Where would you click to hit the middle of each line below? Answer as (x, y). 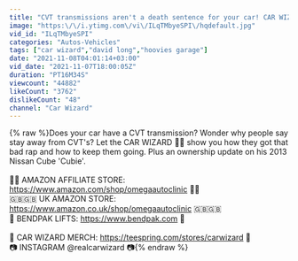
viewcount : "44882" (45, 83)
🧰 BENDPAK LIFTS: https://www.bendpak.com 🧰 (97, 219)
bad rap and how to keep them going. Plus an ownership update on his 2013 (148, 152)
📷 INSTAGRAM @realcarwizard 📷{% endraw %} (99, 248)
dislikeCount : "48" (45, 100)
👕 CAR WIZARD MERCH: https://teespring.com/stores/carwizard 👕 (130, 238)
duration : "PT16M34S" (49, 75)
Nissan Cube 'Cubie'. (47, 161)
